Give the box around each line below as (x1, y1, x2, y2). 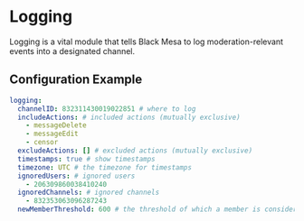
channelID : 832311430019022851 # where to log (17, 104, 196, 114)
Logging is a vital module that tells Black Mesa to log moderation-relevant (9, 36, 283, 47)
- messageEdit (25, 129, 79, 139)
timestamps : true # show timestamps (17, 154, 156, 163)
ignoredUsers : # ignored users (17, 171, 136, 180)
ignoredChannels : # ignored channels (17, 188, 160, 198)
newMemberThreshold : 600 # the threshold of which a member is (17, 205, 261, 214)
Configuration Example (9, 72, 143, 87)
